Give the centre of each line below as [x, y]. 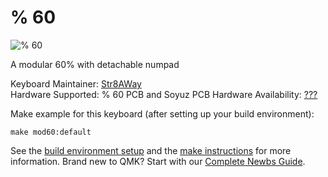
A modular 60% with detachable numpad [95, 64]
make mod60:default [51, 132]
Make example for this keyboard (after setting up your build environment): [162, 113]
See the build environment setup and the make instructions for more [151, 150]
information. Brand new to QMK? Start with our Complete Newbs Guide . [158, 161]
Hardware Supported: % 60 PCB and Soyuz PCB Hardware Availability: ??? [164, 94]
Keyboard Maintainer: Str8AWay [76, 83]
